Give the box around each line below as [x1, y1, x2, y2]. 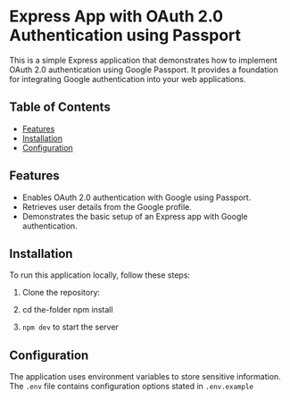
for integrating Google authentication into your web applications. [9, 73, 247, 84]
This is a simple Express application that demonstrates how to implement [9, 54, 278, 65]
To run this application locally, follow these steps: [9, 270, 190, 280]
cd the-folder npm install [21, 304, 113, 315]
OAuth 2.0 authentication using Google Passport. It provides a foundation [9, 64, 278, 75]
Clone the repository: [21, 287, 101, 298]
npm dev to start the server [21, 321, 119, 332]
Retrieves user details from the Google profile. [21, 201, 192, 212]
